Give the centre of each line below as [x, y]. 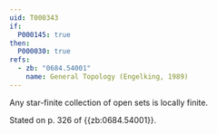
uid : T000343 [34, 18]
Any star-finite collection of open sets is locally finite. [109, 102]
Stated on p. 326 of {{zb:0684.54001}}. [83, 120]
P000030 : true [44, 52]
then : [20, 43]
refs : [20, 60]
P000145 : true [44, 34]
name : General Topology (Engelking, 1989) [107, 77]
